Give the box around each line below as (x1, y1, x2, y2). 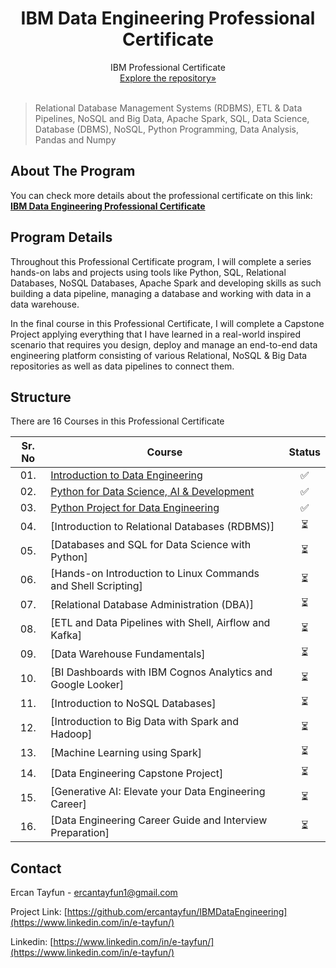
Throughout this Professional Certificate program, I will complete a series (10, 255, 312, 267)
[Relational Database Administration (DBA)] (50, 597, 254, 611)
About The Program (10, 163, 136, 180)
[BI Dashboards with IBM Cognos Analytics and (50, 665, 273, 679)
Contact (10, 860, 62, 877)
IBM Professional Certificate (110, 61, 226, 73)
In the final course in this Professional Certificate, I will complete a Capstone (10, 317, 325, 329)
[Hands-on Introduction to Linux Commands (50, 567, 260, 581)
